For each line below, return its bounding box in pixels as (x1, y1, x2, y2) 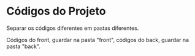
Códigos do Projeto (6, 4, 106, 18)
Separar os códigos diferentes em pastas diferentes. (6, 24, 139, 32)
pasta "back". (6, 43, 41, 50)
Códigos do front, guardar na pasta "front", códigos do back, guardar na (6, 36, 189, 43)
